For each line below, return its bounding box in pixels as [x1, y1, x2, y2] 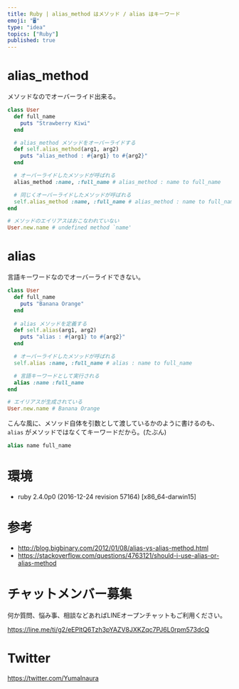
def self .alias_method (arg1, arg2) [14, 146, 119, 153]
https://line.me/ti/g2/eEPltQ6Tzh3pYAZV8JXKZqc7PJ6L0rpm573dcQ [7, 625, 210, 633]
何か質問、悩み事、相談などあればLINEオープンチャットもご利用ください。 [7, 611, 226, 619]
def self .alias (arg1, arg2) [14, 327, 97, 334]
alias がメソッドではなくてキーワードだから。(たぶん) [7, 428, 167, 437]
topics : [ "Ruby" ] [7, 30, 59, 38]
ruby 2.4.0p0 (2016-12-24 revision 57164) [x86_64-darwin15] [17, 492, 197, 501]
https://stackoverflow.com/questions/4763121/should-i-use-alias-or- [17, 551, 220, 560]
